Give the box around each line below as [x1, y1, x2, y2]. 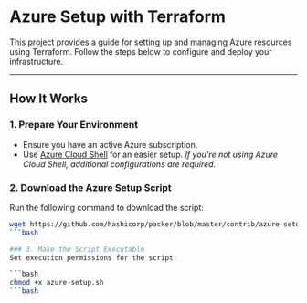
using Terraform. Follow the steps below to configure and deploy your [9, 46, 272, 57]
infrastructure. [9, 56, 64, 67]
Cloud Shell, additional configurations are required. [22, 158, 217, 170]
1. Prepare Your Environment [9, 119, 139, 131]
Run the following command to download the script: [9, 202, 204, 213]
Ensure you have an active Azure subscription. [22, 139, 198, 150]
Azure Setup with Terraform [9, 6, 227, 27]
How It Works [9, 91, 89, 107]
